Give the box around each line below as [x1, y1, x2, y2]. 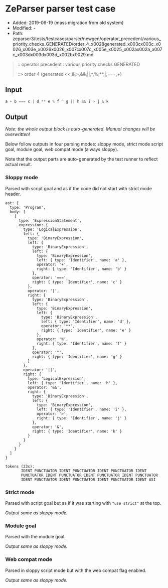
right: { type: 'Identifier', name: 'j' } [37, 415, 127, 420]
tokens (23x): [5, 464, 35, 469]
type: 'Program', [10, 205, 46, 210]
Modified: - [12, 25, 36, 31]
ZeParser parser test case [5, 3, 116, 15]
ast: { [5, 200, 19, 206]
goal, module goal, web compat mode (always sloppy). [5, 146, 119, 153]
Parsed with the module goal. [5, 534, 66, 540]
